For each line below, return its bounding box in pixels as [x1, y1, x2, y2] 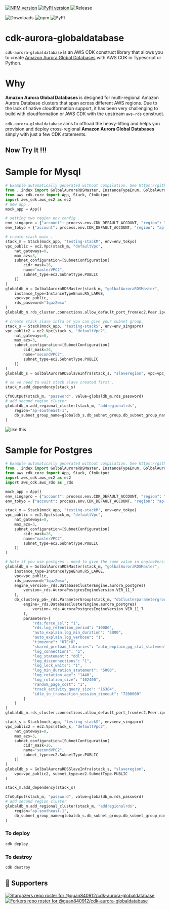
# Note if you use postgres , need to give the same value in [5, 560, 139, 565]
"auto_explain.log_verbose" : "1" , [32, 635, 105, 640]
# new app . [5, 202, 30, 207]
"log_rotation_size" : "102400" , [32, 677, 101, 682]
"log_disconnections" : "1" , [32, 658, 92, 663]
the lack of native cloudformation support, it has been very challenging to [5, 105, 158, 111]
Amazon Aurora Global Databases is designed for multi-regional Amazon [5, 94, 159, 100]
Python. [5, 60, 22, 66]
